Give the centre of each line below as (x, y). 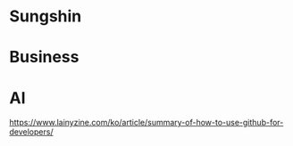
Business (44, 57)
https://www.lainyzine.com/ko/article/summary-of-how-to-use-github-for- (146, 123)
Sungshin (46, 16)
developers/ (31, 132)
